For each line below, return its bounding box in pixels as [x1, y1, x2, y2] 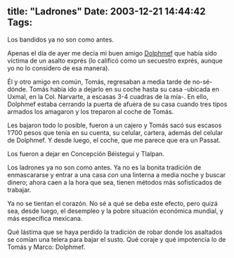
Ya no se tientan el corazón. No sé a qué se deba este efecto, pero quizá [7, 199, 218, 207]
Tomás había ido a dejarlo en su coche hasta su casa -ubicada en [29, 84, 219, 93]
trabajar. [7, 186, 32, 194]
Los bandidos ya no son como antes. [7, 35, 115, 44]
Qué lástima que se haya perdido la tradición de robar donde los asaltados [7, 228, 223, 236]
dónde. [7, 84, 28, 93]
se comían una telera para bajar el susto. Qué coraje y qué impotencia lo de [7, 235, 226, 243]
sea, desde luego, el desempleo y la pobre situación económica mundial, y [7, 207, 223, 215]
